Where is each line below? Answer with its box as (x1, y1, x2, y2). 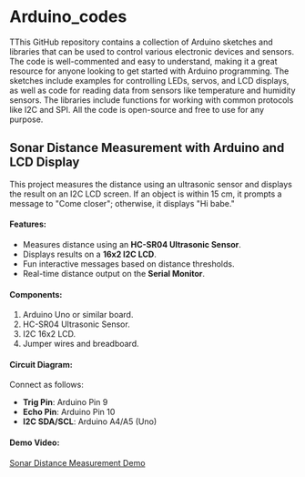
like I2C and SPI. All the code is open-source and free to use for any (9, 104, 265, 115)
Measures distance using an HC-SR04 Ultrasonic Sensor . (22, 238, 241, 249)
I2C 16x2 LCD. (22, 329, 76, 340)
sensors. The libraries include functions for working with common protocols (9, 94, 294, 106)
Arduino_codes (9, 6, 127, 27)
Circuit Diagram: (9, 359, 73, 370)
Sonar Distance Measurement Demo (9, 457, 146, 468)
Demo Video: (9, 437, 60, 448)
